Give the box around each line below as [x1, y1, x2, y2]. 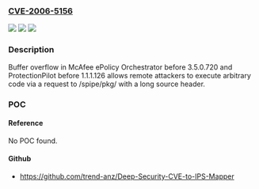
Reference [8, 119, 44, 128]
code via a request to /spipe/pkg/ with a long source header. [8, 79, 206, 89]
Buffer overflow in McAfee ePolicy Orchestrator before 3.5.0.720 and [8, 62, 233, 72]
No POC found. [8, 136, 58, 146]
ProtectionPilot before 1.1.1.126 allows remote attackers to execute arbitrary [8, 70, 252, 80]
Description [8, 44, 55, 55]
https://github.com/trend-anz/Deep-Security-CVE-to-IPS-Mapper [19, 172, 235, 181]
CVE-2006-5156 [8, 6, 74, 17]
